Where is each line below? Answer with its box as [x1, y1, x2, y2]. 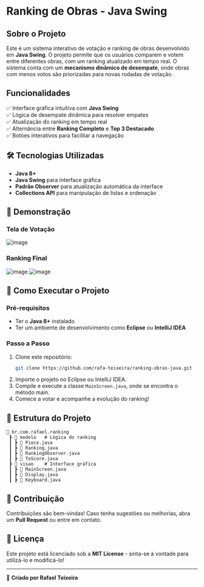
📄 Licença [6, 534, 44, 544]
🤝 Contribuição [6, 493, 64, 504]
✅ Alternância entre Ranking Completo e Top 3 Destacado [6, 125, 154, 132]
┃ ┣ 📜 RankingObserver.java [8, 451, 80, 457]
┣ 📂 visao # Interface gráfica [8, 461, 97, 467]
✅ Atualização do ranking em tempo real [6, 118, 107, 125]
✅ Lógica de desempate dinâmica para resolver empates [6, 111, 149, 118]
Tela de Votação [6, 225, 55, 233]
